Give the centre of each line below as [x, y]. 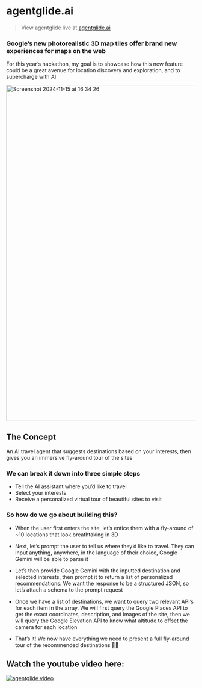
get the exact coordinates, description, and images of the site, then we [103, 614]
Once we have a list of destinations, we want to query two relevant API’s [104, 601]
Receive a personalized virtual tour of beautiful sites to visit [88, 499]
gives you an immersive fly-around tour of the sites [69, 458]
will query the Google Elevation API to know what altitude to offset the [101, 621]
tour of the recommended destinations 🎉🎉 [67, 645]
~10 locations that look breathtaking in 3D [66, 535]
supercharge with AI [31, 77]
